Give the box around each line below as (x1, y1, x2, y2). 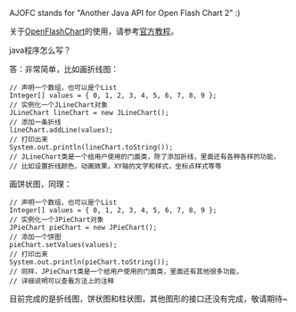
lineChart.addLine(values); (9, 126, 114, 135)
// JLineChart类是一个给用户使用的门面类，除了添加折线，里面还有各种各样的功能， (9, 152, 281, 161)
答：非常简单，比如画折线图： (9, 64, 119, 74)
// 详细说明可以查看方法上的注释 (9, 276, 114, 285)
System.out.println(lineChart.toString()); (9, 143, 174, 152)
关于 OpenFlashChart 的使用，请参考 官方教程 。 (9, 26, 179, 37)
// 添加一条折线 (9, 118, 62, 127)
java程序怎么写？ (9, 45, 71, 55)
